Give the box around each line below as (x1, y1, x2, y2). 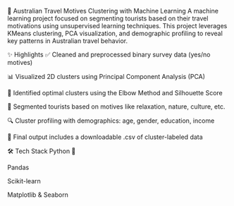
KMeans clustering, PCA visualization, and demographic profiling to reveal (7, 29, 223, 37)
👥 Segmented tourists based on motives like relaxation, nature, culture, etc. (7, 102, 226, 111)
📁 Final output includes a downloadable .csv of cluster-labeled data (7, 133, 203, 141)
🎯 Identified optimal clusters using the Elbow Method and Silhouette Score (7, 89, 223, 97)
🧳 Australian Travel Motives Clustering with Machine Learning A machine (7, 7, 218, 15)
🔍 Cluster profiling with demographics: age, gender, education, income (7, 116, 215, 125)
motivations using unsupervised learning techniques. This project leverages (7, 22, 228, 30)
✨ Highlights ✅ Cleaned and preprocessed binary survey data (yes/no (7, 50, 211, 59)
